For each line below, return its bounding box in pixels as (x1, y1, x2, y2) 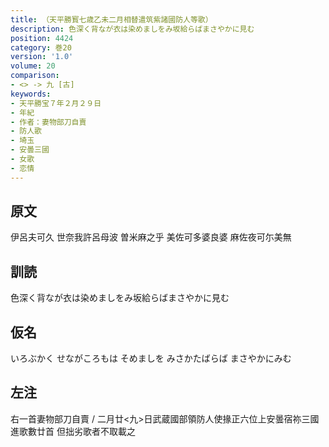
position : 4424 (10, 33, 74, 43)
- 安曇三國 (10, 145, 50, 155)
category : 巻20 (10, 42, 72, 53)
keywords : (10, 89, 52, 99)
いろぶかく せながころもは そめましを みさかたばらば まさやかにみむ (10, 352, 292, 365)
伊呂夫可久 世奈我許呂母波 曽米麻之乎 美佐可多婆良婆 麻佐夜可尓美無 (10, 231, 292, 243)
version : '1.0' (10, 52, 74, 62)
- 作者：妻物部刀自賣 (10, 117, 87, 127)
